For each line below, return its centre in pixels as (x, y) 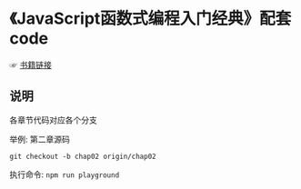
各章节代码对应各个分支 (53, 120)
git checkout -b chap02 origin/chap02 (83, 156)
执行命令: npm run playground (65, 174)
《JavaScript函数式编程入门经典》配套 (150, 19)
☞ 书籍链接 (30, 65)
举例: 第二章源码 (40, 139)
